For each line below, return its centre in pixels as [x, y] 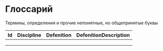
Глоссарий [29, 9]
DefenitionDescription [103, 35]
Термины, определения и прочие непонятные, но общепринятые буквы [81, 23]
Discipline [29, 35]
